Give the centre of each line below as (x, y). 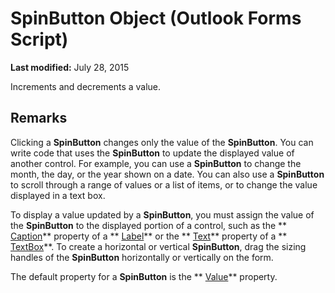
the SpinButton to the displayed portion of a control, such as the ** (149, 225)
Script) (39, 39)
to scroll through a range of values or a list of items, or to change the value (164, 184)
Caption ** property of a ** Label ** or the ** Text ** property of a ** (149, 236)
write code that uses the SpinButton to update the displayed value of (152, 153)
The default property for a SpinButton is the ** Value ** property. (144, 276)
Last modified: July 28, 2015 (70, 67)
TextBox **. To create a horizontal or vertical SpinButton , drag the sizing (158, 246)
